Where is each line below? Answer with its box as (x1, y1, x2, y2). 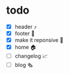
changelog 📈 (14, 53, 48, 60)
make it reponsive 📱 (14, 37, 64, 44)
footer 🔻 (14, 30, 35, 37)
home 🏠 (14, 44, 37, 51)
